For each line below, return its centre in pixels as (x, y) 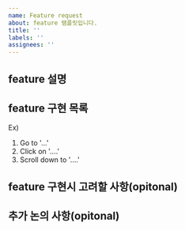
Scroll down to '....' (50, 160)
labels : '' (26, 38)
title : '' (25, 30)
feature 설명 (38, 79)
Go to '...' (34, 143)
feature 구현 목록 (48, 108)
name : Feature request (45, 15)
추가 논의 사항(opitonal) (64, 216)
